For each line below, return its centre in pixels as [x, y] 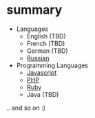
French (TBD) [46, 43]
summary [34, 10]
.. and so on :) [26, 108]
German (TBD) [47, 51]
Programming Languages [52, 65]
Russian [38, 58]
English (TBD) [46, 36]
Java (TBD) [43, 94]
